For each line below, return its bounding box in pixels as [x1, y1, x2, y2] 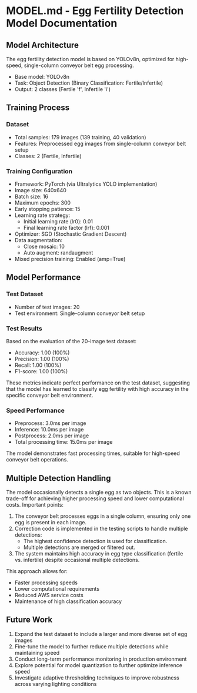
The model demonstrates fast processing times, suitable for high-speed [6, 450, 181, 457]
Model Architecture [6, 40, 79, 50]
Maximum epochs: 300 [14, 199, 71, 206]
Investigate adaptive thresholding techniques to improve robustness [14, 674, 179, 681]
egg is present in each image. [14, 519, 87, 526]
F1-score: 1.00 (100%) [14, 367, 68, 374]
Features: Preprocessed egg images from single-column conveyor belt [14, 140, 186, 147]
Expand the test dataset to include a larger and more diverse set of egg [14, 630, 188, 637]
